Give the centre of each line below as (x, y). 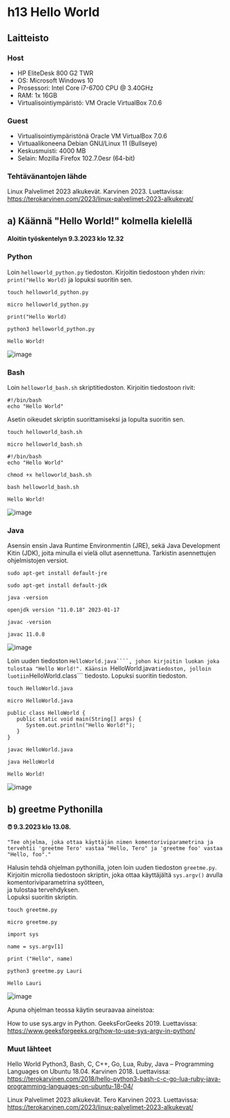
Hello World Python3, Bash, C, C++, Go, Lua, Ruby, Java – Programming (110, 1064)
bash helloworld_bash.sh (43, 487)
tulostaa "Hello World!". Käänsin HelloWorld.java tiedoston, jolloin (109, 669)
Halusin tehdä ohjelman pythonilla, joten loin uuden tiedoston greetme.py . (112, 867)
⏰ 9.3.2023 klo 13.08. (39, 827)
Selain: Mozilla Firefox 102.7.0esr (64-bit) (76, 159)
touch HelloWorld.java (40, 689)
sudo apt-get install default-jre (58, 574)
